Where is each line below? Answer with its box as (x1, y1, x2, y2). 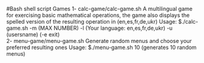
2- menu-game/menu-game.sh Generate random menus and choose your (6, 38, 192, 44)
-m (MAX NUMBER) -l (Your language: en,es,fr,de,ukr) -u (29, 24, 173, 31)
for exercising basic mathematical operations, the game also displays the (6, 12, 190, 19)
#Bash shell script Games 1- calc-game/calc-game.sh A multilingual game (6, 5, 193, 12)
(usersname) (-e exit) (6, 31, 60, 38)
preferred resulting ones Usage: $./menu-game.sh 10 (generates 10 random (6, 44, 197, 51)
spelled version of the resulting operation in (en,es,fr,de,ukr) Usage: (6, 18, 177, 25)
